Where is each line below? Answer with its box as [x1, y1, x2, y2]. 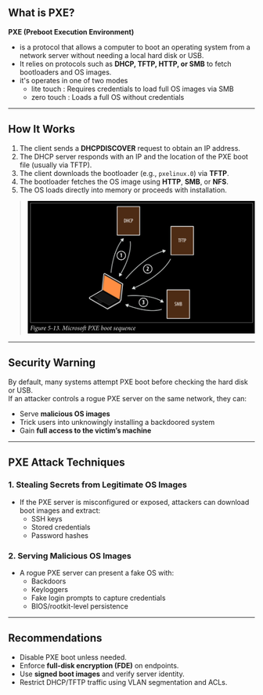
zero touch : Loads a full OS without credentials [31, 92, 185, 101]
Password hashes [31, 530, 88, 540]
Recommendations [8, 631, 103, 645]
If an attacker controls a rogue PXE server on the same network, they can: [8, 393, 247, 403]
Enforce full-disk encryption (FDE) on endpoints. [19, 660, 179, 670]
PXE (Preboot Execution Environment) [8, 27, 135, 36]
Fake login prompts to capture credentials [31, 593, 166, 602]
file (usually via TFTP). [19, 160, 92, 170]
